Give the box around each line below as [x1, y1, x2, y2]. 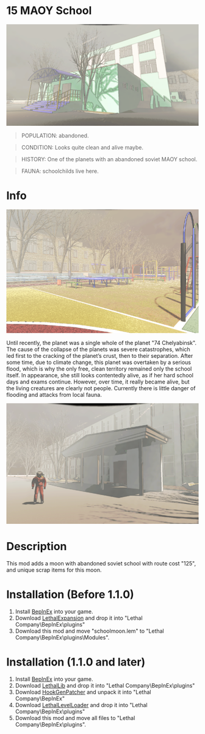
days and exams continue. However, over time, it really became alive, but [6, 378, 190, 385]
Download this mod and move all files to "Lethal [15, 714, 135, 721]
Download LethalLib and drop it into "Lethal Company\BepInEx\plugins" [15, 681, 195, 689]
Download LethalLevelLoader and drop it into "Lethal [15, 701, 148, 708]
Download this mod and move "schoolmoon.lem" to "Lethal [15, 627, 165, 634]
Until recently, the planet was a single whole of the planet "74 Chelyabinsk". [6, 340, 197, 346]
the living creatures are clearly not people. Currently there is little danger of [6, 385, 196, 391]
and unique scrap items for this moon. [6, 566, 102, 573]
